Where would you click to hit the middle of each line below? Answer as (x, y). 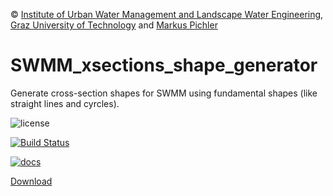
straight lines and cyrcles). (65, 103)
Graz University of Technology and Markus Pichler (114, 25)
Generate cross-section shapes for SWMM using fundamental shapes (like (164, 93)
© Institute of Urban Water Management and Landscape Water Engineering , (167, 14)
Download (31, 181)
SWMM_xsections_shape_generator (164, 65)
